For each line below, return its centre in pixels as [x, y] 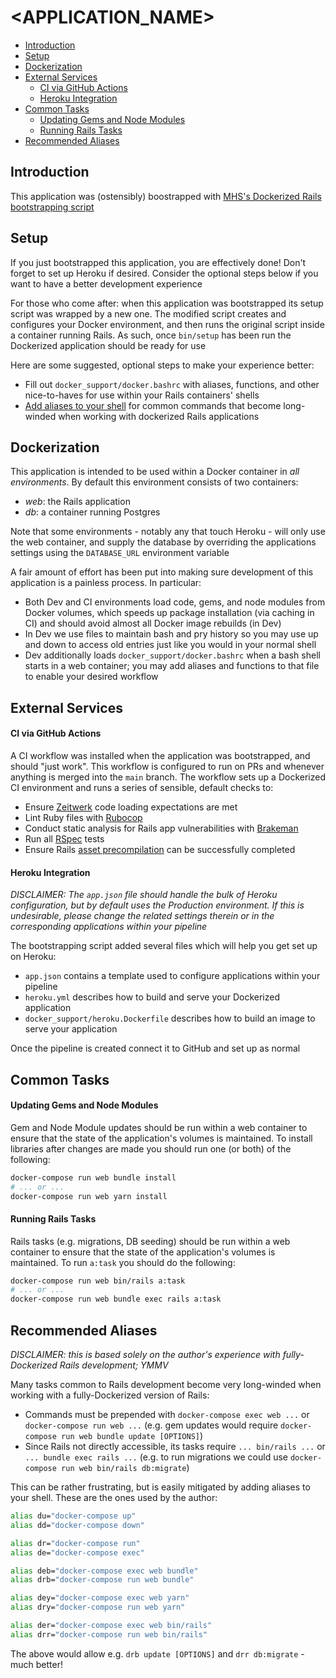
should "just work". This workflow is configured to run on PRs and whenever [167, 766]
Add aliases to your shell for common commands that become [153, 405]
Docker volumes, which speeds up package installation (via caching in [169, 613]
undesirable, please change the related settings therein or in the [142, 916]
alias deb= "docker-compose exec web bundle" [104, 1571]
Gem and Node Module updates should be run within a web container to [159, 1127]
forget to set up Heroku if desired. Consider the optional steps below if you [164, 273]
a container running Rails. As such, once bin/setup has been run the [151, 335]
